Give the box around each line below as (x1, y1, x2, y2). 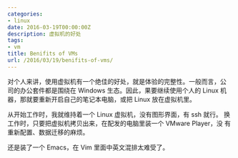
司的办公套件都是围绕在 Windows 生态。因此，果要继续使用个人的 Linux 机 (7, 86, 227, 95)
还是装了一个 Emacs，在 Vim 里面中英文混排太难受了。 (7, 143, 169, 152)
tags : (7, 37, 24, 44)
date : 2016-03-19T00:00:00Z (7, 23, 91, 31)
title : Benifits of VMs (7, 51, 79, 58)
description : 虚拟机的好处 (7, 30, 81, 38)
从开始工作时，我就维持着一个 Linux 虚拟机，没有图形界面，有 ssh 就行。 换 (7, 110, 231, 118)
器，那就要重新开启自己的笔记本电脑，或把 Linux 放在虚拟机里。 (7, 95, 197, 103)
